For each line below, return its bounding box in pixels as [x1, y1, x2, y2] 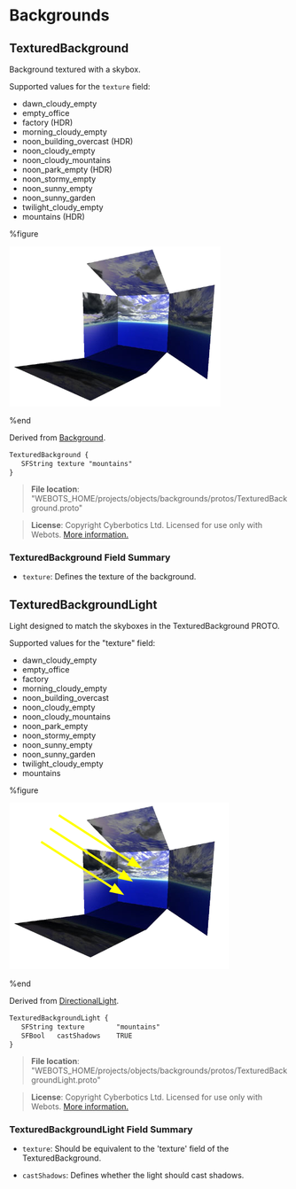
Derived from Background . [9, 432, 106, 443]
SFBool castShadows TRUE [20, 1031, 133, 1041]
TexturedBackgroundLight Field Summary [9, 1123, 193, 1136]
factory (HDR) [21, 117, 74, 128]
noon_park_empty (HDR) [21, 165, 113, 175]
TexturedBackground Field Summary [9, 551, 171, 563]
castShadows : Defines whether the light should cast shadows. [21, 1170, 245, 1181]
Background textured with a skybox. [9, 64, 142, 74]
